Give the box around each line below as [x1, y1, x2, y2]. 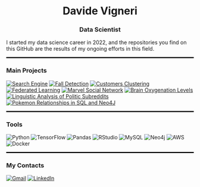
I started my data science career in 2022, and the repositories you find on [6, 39, 187, 46]
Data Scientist [79, 26, 121, 34]
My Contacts [6, 161, 45, 169]
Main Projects [6, 67, 47, 75]
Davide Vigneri [62, 4, 138, 18]
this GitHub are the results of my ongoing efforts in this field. [6, 45, 155, 52]
